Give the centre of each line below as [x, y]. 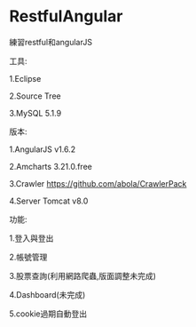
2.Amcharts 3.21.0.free [51, 166]
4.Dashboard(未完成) [47, 294]
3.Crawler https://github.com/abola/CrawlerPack [98, 183]
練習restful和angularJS [51, 42]
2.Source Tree [35, 96]
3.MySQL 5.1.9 [35, 113]
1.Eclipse [25, 78]
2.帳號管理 [28, 257]
